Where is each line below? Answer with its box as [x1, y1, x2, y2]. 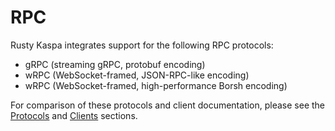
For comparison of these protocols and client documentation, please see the [10, 99, 326, 111]
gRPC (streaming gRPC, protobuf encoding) [24, 58, 206, 70]
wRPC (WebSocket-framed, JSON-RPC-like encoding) [24, 69, 250, 81]
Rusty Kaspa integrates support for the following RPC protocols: [10, 39, 274, 51]
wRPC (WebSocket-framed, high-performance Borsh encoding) [24, 79, 288, 91]
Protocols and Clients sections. [10, 109, 138, 121]
